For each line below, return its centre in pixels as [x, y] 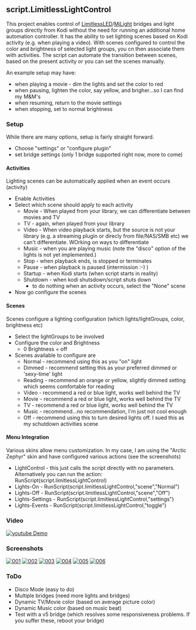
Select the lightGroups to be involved [59, 336]
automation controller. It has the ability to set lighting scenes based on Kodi [97, 36]
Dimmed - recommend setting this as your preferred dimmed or [100, 368]
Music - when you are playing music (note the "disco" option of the [104, 248]
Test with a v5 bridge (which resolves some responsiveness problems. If [102, 614]
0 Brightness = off [45, 349]
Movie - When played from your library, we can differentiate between [107, 211]
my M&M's [28, 96]
